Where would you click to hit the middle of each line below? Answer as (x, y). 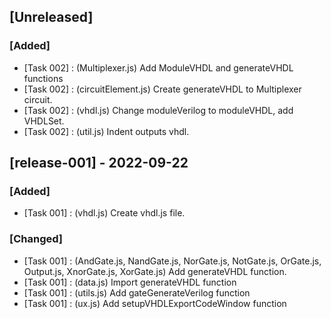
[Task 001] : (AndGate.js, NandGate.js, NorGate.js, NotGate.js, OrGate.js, (172, 261)
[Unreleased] (51, 17)
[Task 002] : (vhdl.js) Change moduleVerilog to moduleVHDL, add (158, 110)
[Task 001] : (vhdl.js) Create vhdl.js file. (104, 213)
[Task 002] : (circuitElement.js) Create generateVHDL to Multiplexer (162, 89)
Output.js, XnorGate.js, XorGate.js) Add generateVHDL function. (155, 271)
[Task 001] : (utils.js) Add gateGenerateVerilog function (137, 292)
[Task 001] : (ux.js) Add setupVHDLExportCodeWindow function (155, 303)
